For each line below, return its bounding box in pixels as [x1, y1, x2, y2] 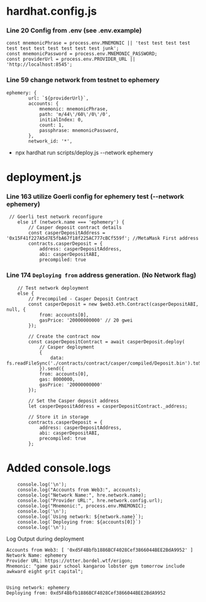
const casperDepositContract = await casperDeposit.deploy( [28, 339, 185, 345]
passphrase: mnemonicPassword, [39, 127, 120, 133]
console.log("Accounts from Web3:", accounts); [17, 487, 141, 493]
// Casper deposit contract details [28, 225, 122, 231]
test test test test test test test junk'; [6, 45, 120, 52]
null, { [6, 306, 26, 312]
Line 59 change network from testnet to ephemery [6, 75, 160, 84]
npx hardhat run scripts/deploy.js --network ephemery [15, 149, 153, 156]
